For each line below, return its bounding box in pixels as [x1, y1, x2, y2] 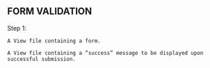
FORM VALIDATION [7, 6, 92, 17]
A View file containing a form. [7, 37, 101, 44]
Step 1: [7, 24, 26, 32]
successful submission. [7, 56, 76, 62]
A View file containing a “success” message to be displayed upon [7, 49, 204, 56]
